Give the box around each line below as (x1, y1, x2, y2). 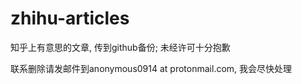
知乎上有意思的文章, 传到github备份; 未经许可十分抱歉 (10, 41, 231, 53)
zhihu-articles (10, 7, 130, 30)
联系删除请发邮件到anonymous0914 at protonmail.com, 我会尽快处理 (10, 62, 293, 74)
